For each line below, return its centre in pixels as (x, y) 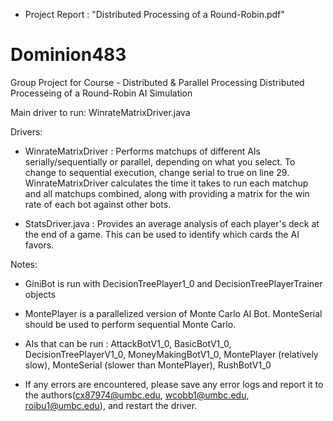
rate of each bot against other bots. (98, 204)
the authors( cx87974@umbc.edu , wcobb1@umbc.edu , (137, 395)
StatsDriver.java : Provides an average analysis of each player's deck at (172, 223)
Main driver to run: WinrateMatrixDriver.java (100, 112)
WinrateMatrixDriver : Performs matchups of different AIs (142, 151)
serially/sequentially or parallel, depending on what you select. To (160, 161)
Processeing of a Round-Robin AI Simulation (101, 93)
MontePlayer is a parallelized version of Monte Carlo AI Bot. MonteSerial (173, 313)
